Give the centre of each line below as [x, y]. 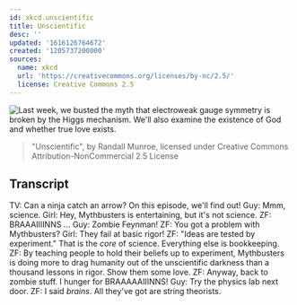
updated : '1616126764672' [57, 43]
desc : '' [26, 34]
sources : [26, 59]
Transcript [39, 184]
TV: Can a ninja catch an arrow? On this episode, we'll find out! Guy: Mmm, [148, 205]
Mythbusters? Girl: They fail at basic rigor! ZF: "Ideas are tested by [132, 234]
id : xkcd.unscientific [52, 17]
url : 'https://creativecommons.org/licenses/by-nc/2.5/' [126, 76]
